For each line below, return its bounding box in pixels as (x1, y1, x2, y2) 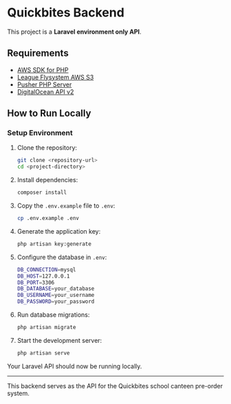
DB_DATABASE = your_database (16, 285, 95, 293)
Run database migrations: (16, 311, 90, 319)
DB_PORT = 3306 (16, 279, 55, 286)
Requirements (7, 47, 69, 59)
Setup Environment (7, 128, 74, 138)
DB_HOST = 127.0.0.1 (16, 273, 70, 280)
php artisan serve (16, 349, 70, 357)
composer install (16, 189, 67, 197)
